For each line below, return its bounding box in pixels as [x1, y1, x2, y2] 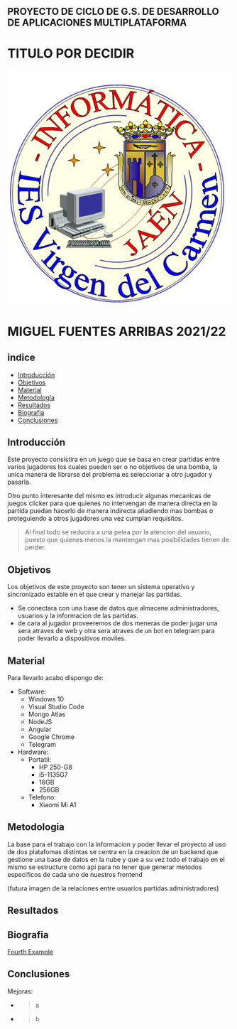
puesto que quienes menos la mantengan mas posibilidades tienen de [24, 536, 229, 544]
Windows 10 [28, 694, 65, 703]
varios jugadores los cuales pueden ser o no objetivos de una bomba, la [7, 463, 218, 471]
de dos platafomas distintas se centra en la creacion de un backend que [7, 847, 219, 856]
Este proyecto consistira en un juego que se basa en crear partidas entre [7, 455, 221, 464]
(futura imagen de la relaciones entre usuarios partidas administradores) [7, 884, 219, 893]
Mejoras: [7, 987, 33, 996]
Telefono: [28, 792, 57, 802]
